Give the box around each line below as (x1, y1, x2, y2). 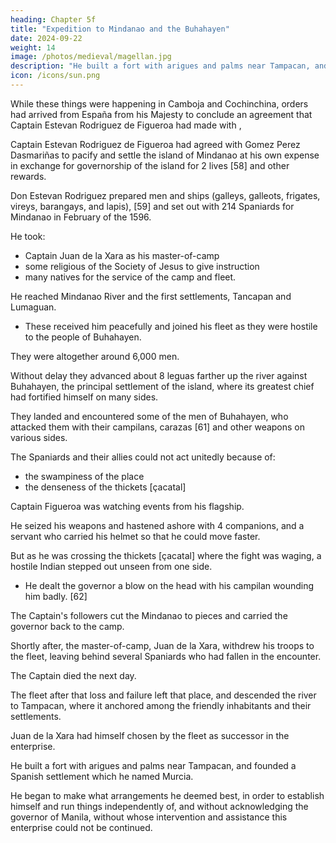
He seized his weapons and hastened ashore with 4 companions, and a (10, 519, 305, 531)
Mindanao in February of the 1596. (10, 211, 152, 223)
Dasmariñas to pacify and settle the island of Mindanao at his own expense (10, 149, 320, 161)
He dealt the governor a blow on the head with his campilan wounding (24, 579, 315, 591)
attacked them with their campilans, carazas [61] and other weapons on (10, 421, 306, 433)
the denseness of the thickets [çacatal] (24, 481, 187, 493)
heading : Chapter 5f (10, 14, 97, 25)
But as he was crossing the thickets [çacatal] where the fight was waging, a (10, 549, 322, 561)
